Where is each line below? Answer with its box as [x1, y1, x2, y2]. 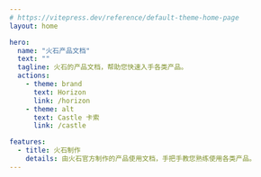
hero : [9, 38, 30, 47]
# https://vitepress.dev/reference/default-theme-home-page [9, 13, 240, 22]
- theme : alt [25, 104, 75, 113]
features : [9, 137, 47, 146]
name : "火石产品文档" [17, 46, 90, 55]
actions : [17, 71, 50, 81]
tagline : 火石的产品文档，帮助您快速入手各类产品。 [17, 63, 188, 72]
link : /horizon [32, 96, 91, 105]
